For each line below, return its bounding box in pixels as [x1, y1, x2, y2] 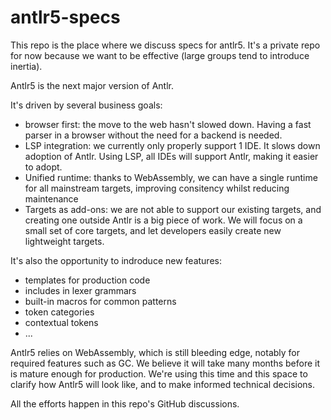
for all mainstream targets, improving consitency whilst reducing [24, 182, 290, 194]
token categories [24, 306, 95, 318]
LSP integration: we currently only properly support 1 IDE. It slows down [24, 139, 321, 151]
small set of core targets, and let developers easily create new [24, 224, 282, 236]
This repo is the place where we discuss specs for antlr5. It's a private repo [10, 39, 321, 51]
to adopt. [24, 161, 63, 173]
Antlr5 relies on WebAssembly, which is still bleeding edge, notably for [10, 346, 301, 358]
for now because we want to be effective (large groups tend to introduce [10, 49, 310, 61]
